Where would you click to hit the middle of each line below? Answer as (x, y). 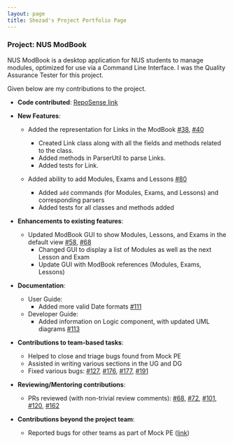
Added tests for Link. (69, 165)
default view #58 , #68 (59, 242)
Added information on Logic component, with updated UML (124, 321)
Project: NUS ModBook (47, 45)
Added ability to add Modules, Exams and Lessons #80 (107, 179)
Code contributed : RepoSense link (68, 102)
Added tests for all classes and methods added (106, 207)
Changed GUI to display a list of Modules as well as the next (125, 249)
